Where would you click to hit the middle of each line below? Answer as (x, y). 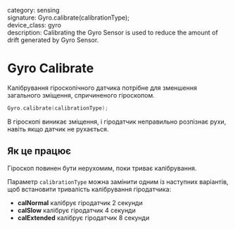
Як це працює (39, 151)
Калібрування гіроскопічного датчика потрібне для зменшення (102, 88)
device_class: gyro (34, 25)
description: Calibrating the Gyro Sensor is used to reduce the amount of (113, 32)
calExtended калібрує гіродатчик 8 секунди (83, 218)
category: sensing (33, 10)
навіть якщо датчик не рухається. (58, 129)
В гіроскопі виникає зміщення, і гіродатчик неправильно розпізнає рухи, (117, 122)
